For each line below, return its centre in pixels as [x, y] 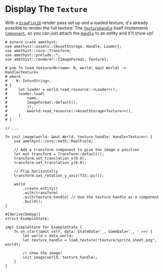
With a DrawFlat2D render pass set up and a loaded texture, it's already [77, 23]
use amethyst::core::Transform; [38, 51]
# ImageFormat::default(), [41, 102]
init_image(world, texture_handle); [60, 257]
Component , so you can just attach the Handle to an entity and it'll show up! [79, 33]
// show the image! [43, 253]
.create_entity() [40, 188]
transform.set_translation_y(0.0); [50, 163]
